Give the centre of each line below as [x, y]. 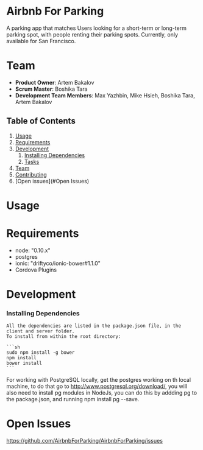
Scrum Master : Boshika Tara [51, 89]
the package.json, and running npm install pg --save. [73, 399]
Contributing [31, 174]
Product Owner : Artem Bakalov [55, 82]
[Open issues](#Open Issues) [52, 181]
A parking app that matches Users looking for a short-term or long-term [97, 28]
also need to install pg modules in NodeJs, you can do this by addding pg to [101, 393]
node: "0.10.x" [33, 250]
